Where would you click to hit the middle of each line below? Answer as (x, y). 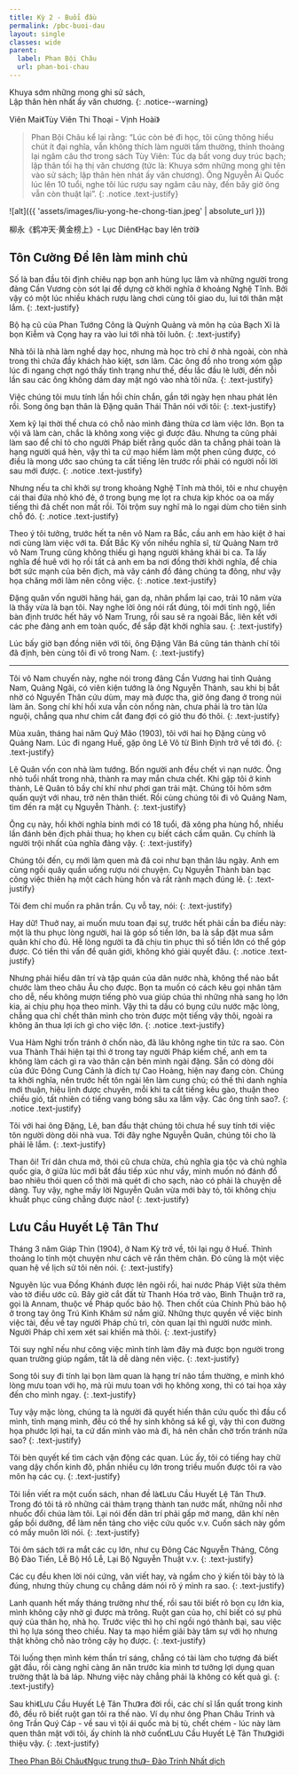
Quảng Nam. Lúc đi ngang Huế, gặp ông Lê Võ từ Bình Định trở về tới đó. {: (145, 742)
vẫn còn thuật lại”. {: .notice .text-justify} (105, 194)
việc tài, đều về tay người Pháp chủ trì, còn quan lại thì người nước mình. (141, 1322)
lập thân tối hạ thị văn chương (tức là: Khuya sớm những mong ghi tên (158, 165)
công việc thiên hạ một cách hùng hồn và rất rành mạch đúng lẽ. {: (131, 879)
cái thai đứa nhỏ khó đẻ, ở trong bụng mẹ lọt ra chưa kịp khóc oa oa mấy (142, 497)
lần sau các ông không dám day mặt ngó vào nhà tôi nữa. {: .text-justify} (141, 379)
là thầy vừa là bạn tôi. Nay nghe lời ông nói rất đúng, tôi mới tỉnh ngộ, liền (142, 607)
